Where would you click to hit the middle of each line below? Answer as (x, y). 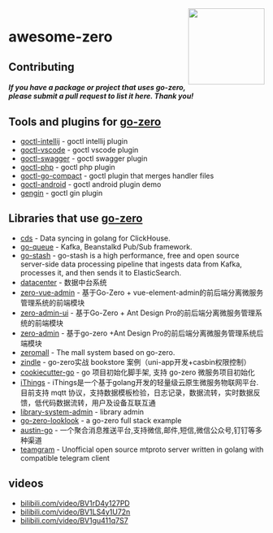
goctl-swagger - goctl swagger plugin (84, 158)
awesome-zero (61, 37)
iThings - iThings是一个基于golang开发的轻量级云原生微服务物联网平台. (139, 382)
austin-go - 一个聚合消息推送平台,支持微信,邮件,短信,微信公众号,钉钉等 (138, 430)
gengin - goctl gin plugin (61, 193)
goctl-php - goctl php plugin (67, 167)
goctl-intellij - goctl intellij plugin (74, 141)
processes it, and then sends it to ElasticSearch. (100, 272)
